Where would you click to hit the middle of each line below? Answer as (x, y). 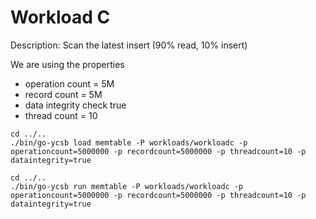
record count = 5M (63, 94)
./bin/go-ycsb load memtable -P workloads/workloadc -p (129, 142)
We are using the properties (67, 64)
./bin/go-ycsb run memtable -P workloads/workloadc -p (127, 186)
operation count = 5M (69, 83)
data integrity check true (75, 105)
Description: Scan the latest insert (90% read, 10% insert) (129, 45)
